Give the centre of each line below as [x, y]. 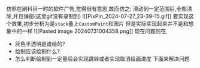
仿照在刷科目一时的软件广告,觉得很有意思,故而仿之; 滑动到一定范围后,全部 [97, 9]
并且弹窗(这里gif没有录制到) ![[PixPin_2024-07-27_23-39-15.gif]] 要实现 [101, 16]
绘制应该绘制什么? [37, 51]
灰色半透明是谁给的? [40, 44]
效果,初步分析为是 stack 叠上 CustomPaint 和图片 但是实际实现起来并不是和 [100, 24]
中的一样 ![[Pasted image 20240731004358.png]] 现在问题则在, [89, 31]
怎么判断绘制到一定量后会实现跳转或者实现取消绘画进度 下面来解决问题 [102, 59]
